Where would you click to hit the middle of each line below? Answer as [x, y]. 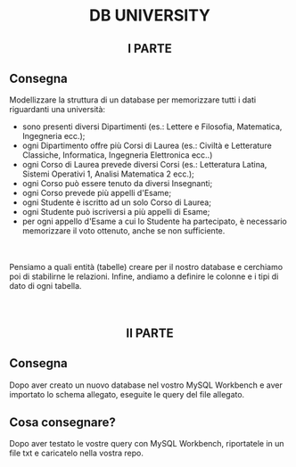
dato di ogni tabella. [45, 286]
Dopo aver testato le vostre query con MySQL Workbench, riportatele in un [147, 444]
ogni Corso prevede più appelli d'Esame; [97, 193]
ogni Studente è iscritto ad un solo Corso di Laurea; [117, 202]
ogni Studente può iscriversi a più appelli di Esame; [116, 212]
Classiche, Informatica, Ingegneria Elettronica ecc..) [117, 155]
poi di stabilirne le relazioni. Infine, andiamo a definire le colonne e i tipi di [144, 276]
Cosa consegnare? [62, 422]
